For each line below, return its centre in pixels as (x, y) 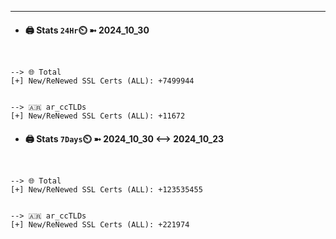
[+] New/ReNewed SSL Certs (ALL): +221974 (100, 225)
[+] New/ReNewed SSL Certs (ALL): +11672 (98, 116)
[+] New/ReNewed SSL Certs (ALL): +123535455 (106, 190)
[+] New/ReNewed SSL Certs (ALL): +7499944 (102, 81)
